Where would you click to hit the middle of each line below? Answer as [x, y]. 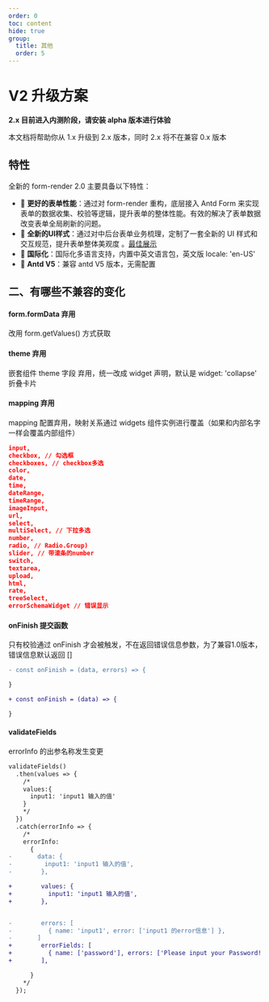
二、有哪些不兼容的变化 [67, 292]
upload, [21, 576]
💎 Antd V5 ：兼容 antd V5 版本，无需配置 [88, 264]
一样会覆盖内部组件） [44, 433]
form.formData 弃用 [42, 314]
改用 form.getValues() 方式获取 [60, 333]
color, [19, 471]
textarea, [25, 568]
